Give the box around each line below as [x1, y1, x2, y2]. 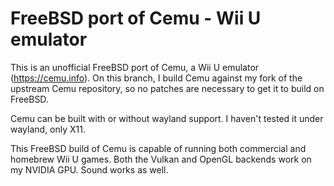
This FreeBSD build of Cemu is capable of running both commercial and [10, 142, 307, 154]
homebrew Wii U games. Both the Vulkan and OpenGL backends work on [10, 153, 312, 165]
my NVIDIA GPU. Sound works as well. [10, 163, 169, 176]
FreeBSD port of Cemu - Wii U [10, 7, 262, 30]
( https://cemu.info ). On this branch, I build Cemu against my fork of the [10, 72, 303, 84]
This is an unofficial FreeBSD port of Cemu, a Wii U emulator [10, 61, 260, 73]
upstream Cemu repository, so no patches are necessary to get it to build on [10, 82, 325, 94]
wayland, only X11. [10, 123, 87, 135]
